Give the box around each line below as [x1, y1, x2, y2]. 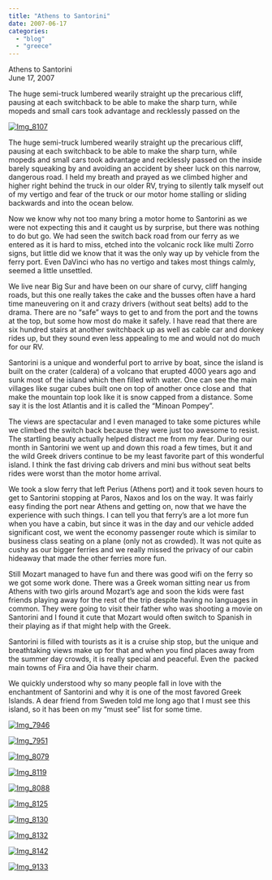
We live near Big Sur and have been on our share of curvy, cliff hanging [8, 281, 248, 291]
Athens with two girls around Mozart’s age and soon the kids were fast [8, 586, 244, 596]
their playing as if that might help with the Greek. [8, 621, 171, 631]
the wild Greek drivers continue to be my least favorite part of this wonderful [8, 451, 265, 461]
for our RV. [8, 342, 45, 352]
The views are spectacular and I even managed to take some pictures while [8, 416, 261, 427]
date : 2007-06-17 [8, 20, 67, 28]
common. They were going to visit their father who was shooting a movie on [8, 603, 263, 614]
